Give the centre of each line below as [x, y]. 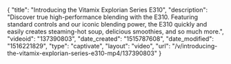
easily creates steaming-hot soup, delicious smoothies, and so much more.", [115, 31]
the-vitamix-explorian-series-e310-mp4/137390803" [82, 53]
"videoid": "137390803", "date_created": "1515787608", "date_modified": [110, 39]
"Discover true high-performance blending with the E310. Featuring [103, 17]
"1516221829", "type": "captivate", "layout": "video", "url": [89, 46]
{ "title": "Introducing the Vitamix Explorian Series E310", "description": [108, 10]
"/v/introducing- [195, 46]
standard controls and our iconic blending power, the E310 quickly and [107, 24]
